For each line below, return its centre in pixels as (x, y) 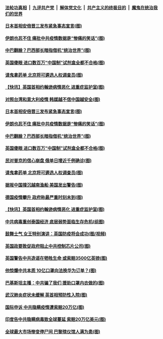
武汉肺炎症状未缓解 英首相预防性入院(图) (46, 295)
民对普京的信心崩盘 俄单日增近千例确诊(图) (48, 160)
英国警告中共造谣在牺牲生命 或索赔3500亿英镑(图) (56, 258)
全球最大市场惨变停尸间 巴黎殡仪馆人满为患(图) (53, 332)
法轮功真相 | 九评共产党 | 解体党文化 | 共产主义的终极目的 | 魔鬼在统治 (79, 7)
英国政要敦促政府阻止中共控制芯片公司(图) (48, 246)
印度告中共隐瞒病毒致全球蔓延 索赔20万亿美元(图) (56, 319)
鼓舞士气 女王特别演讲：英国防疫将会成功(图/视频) (56, 234)
